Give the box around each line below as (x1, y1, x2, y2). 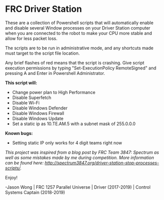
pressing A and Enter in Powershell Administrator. (5, 70, 106, 76)
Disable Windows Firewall (12, 110, 65, 116)
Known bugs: (5, 130, 33, 136)
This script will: (5, 80, 37, 86)
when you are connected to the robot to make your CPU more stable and (5, 30, 152, 36)
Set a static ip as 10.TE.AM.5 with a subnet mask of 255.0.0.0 (12, 121, 136, 127)
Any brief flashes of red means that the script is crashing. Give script (5, 60, 145, 66)
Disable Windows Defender (12, 105, 68, 111)
